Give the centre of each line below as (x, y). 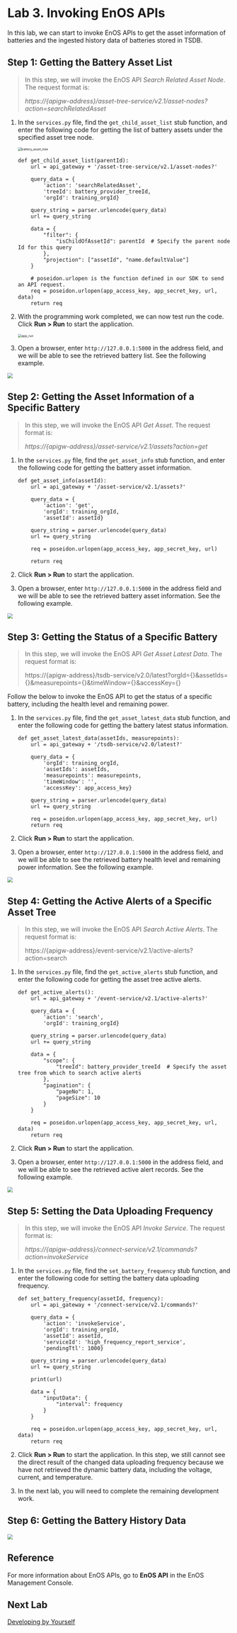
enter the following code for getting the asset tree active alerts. (109, 980)
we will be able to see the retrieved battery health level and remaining (119, 860)
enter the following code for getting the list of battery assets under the (120, 130)
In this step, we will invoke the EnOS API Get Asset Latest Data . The (123, 654)
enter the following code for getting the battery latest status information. (123, 726)
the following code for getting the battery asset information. (105, 467)
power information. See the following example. (85, 868)
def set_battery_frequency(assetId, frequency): (91, 1299)
